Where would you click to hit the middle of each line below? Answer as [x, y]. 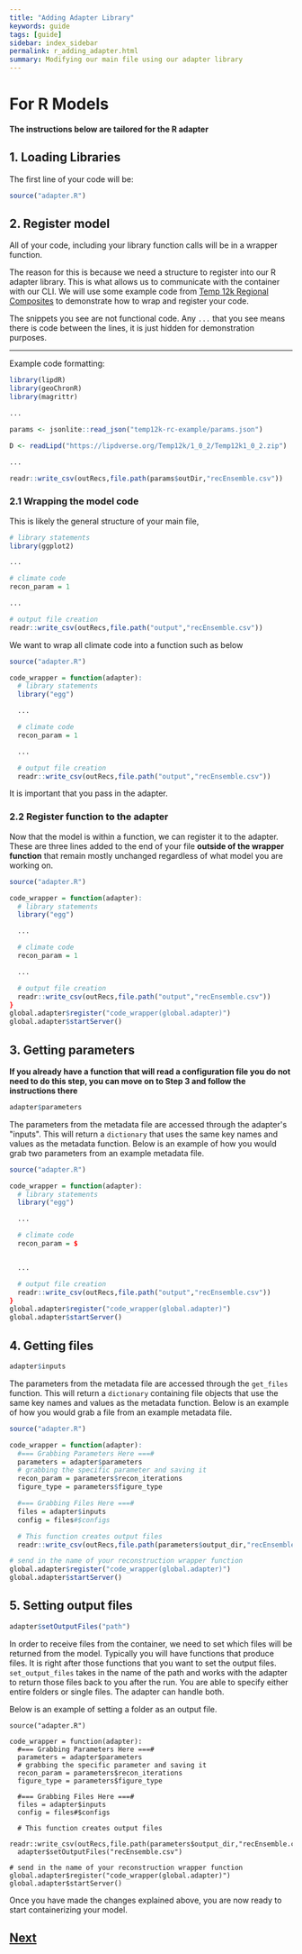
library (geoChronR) [46, 388]
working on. [31, 865]
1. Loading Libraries [65, 157]
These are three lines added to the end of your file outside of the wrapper [147, 846]
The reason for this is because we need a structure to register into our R [142, 272]
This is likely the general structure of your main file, [104, 521]
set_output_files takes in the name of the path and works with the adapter [148, 1672]
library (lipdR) [38, 380]
